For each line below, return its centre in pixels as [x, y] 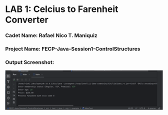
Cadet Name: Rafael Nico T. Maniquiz [51, 35]
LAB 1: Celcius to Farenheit [62, 9]
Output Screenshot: [30, 62]
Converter [27, 20]
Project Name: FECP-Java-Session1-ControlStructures [73, 49]
